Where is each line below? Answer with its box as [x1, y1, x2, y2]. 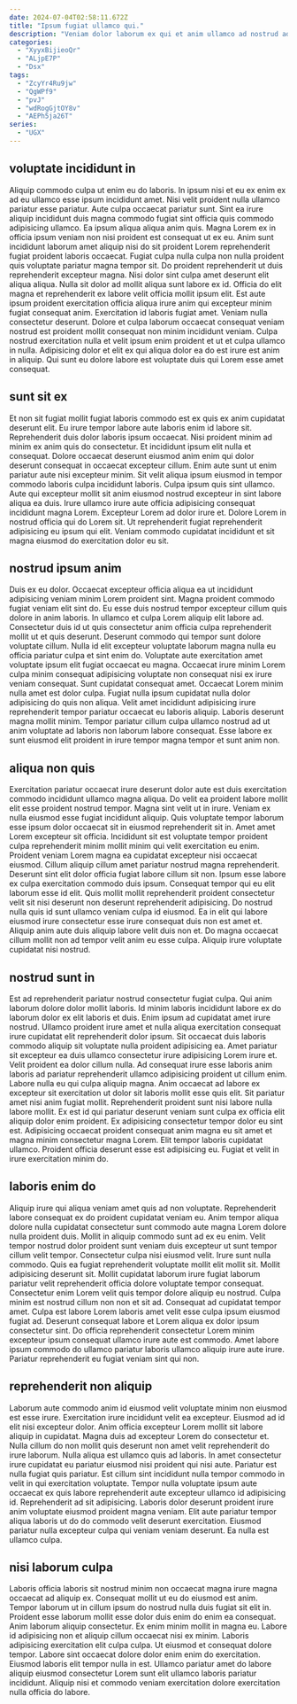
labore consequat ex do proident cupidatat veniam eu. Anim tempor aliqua [9, 1211, 279, 1223]
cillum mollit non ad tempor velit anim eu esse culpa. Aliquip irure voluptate [9, 935, 283, 945]
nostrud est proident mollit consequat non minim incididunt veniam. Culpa [9, 325, 278, 337]
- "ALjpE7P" [17, 54, 62, 63]
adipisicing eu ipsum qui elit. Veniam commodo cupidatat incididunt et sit [9, 525, 276, 536]
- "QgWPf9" [17, 87, 57, 96]
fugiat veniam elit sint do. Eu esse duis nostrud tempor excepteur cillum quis [9, 603, 287, 614]
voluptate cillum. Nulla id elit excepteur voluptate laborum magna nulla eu [9, 641, 277, 651]
